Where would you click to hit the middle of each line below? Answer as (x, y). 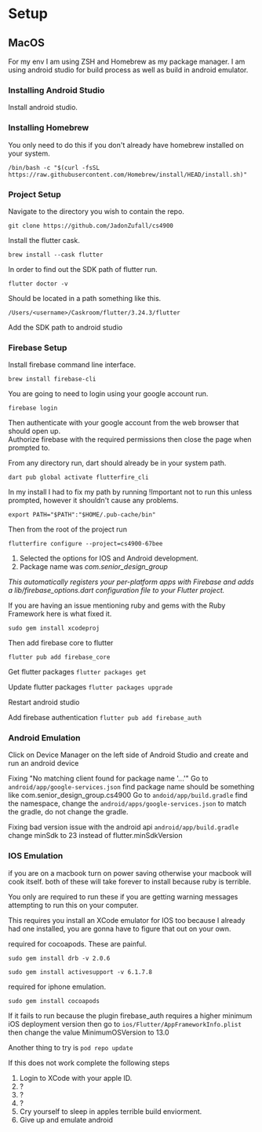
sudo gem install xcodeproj (54, 628)
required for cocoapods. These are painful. (78, 943)
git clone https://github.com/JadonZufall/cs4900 (91, 226)
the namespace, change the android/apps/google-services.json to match (127, 803)
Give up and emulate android (66, 1119)
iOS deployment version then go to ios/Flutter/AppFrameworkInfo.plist (125, 1024)
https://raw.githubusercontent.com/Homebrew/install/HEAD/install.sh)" (127, 175)
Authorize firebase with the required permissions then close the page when (130, 439)
